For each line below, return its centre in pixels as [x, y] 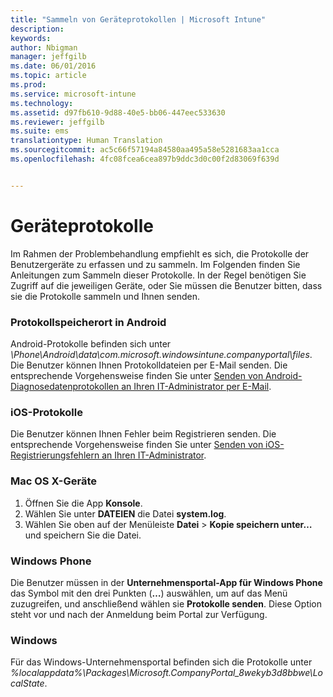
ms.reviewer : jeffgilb [57, 122]
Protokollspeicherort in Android [88, 322]
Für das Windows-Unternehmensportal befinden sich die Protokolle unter [161, 662]
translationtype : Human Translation [86, 141]
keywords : [31, 38]
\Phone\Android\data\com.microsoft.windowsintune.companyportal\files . [161, 354]
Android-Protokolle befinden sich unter [91, 343]
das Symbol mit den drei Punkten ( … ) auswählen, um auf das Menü [149, 593]
